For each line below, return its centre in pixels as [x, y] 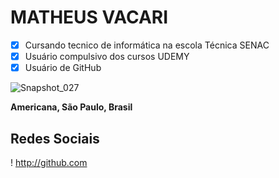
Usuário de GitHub [63, 68]
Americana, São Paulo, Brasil [71, 107]
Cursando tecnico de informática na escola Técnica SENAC [147, 45]
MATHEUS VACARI [89, 17]
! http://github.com [49, 162]
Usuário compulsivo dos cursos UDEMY [107, 56]
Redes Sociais [55, 138]
